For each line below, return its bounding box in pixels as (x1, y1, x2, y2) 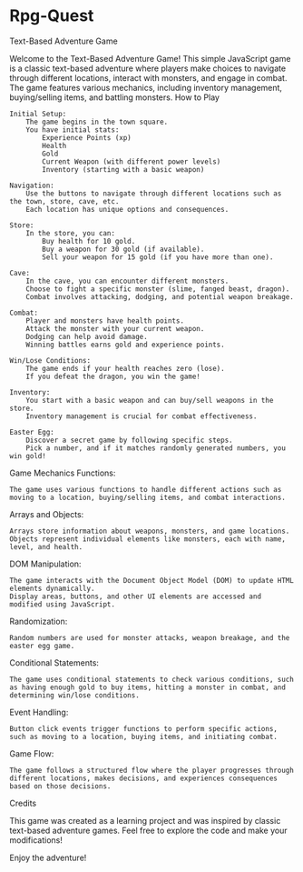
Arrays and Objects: (9, 508, 84, 519)
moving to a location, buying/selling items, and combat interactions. (9, 493, 286, 502)
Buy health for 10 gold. (42, 236, 136, 246)
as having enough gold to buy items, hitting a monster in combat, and (9, 683, 286, 692)
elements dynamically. (9, 584, 95, 593)
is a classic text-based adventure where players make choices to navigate (9, 63, 287, 74)
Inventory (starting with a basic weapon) (42, 165, 205, 174)
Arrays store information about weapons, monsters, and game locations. (9, 526, 290, 536)
